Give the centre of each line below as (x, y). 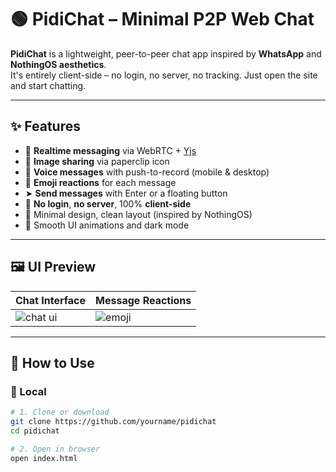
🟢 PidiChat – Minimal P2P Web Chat (162, 19)
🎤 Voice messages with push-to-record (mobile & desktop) (147, 172)
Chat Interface (51, 300)
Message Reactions (143, 300)
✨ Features (45, 126)
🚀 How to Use (52, 362)
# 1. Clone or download (60, 412)
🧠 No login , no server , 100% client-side (108, 203)
